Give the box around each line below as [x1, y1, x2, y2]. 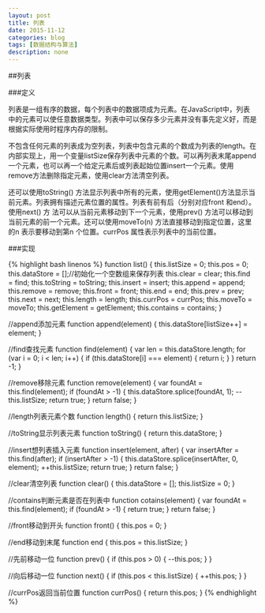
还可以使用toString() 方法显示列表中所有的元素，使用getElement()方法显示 [8, 187, 248, 197]
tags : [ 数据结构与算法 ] [8, 41, 78, 49]
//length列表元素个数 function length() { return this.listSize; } [8, 412, 203, 421]
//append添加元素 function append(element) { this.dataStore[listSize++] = [8, 319, 248, 329]
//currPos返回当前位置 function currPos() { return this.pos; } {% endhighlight [8, 588, 257, 597]
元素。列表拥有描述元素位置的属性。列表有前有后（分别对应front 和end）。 [14, 197, 256, 206]
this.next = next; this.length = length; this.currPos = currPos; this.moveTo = [8, 295, 252, 304]
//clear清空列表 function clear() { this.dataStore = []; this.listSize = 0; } [8, 479, 235, 488]
